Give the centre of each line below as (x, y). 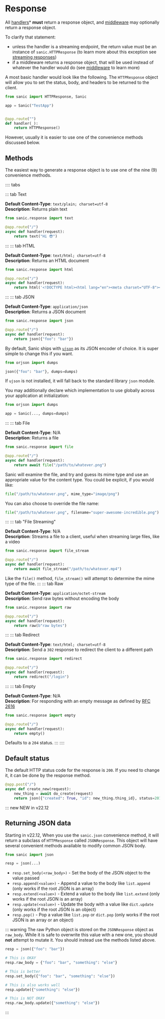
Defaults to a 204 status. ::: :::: (35, 743)
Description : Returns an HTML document (47, 260)
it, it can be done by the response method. (48, 775)
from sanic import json (29, 855)
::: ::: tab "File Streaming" (30, 522)
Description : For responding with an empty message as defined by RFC (78, 701)
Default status (27, 758)
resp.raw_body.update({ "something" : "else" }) (52, 1003)
